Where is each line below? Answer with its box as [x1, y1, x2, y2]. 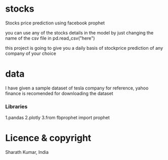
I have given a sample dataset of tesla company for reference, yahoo [5, 85, 149, 91]
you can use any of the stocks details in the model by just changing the [5, 29, 154, 36]
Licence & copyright [5, 133, 92, 144]
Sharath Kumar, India [5, 149, 49, 155]
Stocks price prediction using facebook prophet [5, 20, 105, 26]
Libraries [5, 103, 28, 110]
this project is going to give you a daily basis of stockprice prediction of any [5, 45, 163, 51]
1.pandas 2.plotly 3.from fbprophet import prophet [5, 115, 110, 121]
